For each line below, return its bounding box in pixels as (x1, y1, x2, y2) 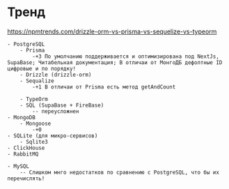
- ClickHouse (7, 144, 45, 151)
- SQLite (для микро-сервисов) (7, 132, 98, 139)
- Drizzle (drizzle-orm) (19, 71, 92, 78)
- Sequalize (19, 77, 54, 84)
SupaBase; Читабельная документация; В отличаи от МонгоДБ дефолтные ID (7, 59, 223, 66)
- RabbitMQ (7, 151, 39, 158)
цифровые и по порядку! (7, 65, 77, 72)
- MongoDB (7, 114, 36, 121)
